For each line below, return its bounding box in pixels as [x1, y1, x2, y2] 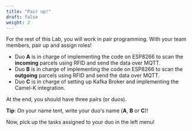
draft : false [6, 14, 38, 20]
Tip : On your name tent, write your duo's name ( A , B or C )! [6, 107, 148, 115]
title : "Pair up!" [6, 8, 51, 15]
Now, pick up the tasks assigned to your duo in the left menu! [6, 119, 155, 126]
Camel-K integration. [14, 85, 66, 92]
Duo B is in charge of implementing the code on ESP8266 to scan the [14, 66, 183, 73]
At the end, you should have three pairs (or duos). [6, 96, 127, 103]
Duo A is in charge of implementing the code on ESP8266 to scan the [14, 53, 184, 61]
